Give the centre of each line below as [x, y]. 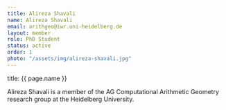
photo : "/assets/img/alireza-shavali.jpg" [69, 59]
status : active [29, 46]
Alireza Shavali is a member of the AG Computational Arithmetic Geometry [113, 91]
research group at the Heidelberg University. [71, 99]
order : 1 [20, 53]
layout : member [29, 33]
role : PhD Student [34, 39]
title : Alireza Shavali [42, 13]
